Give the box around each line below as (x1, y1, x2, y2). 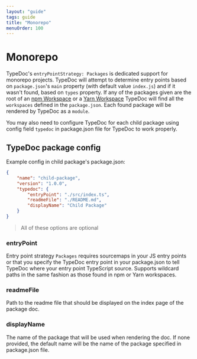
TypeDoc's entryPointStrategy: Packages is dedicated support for (6, 70, 169, 77)
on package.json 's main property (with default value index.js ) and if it (6, 83, 176, 90)
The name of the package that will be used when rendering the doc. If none (6, 334, 190, 341)
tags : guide (6, 14, 35, 20)
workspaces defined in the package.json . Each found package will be (6, 102, 172, 109)
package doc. (6, 305, 40, 313)
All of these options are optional (20, 224, 99, 231)
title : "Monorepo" (6, 19, 51, 25)
